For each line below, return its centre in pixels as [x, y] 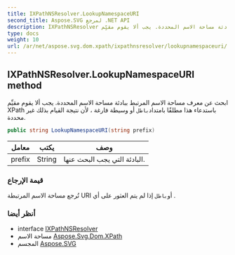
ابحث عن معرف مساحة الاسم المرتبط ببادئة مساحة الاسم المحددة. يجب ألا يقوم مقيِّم [118, 102]
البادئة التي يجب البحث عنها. [104, 159]
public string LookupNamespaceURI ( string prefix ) [81, 130]
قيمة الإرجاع [25, 180]
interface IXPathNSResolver [58, 229]
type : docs [23, 33]
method [25, 86]
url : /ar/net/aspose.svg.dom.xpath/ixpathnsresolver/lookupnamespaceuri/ [117, 46]
